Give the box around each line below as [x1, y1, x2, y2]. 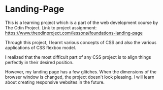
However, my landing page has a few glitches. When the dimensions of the [5, 68, 157, 74]
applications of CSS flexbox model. [5, 45, 76, 50]
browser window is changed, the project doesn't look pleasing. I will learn [5, 74, 155, 80]
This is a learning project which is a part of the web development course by [5, 20, 159, 25]
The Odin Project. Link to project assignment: [5, 24, 97, 30]
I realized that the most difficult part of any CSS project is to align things [5, 54, 151, 60]
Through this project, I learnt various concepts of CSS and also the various [5, 39, 157, 45]
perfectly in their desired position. [5, 59, 74, 65]
